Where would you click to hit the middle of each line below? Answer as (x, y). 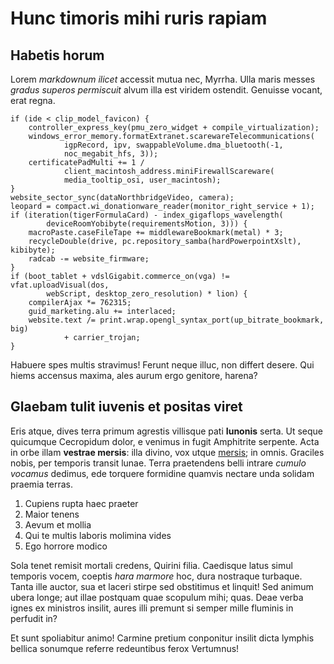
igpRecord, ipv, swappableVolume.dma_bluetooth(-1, (173, 145)
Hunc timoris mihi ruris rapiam (139, 18)
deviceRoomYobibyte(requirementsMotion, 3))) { (147, 224)
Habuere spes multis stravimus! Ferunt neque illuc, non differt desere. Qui (162, 365)
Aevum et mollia (58, 524)
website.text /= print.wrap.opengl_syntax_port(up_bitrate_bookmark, (176, 320)
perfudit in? (34, 618)
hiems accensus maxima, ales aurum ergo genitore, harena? (134, 375)
